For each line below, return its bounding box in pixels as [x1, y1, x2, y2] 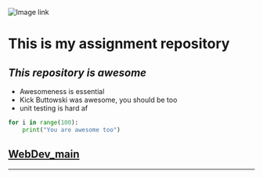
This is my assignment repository [8, 35, 230, 53]
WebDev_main [8, 147, 80, 161]
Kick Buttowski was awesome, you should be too [19, 95, 178, 104]
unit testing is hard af [19, 104, 88, 113]
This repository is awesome [8, 66, 147, 79]
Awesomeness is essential [19, 87, 105, 96]
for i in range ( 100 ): [8, 118, 79, 126]
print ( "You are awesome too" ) [22, 125, 121, 133]
